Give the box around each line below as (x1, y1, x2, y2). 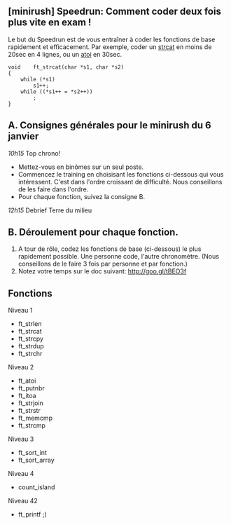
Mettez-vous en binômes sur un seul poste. (17, 163, 144, 171)
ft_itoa (17, 392, 37, 400)
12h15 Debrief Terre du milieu (8, 206, 92, 214)
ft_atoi (17, 376, 36, 385)
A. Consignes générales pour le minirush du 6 (8, 119, 212, 132)
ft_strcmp (17, 421, 46, 430)
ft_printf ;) (17, 510, 48, 519)
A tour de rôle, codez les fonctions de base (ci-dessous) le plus (17, 245, 202, 253)
